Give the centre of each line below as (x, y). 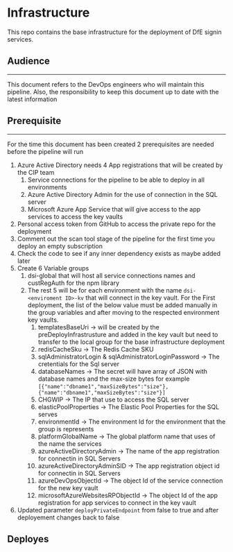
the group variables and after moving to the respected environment (123, 312)
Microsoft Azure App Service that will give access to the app (114, 209)
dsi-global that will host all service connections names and (111, 275)
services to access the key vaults (75, 216)
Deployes (28, 539)
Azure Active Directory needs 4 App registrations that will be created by (120, 165)
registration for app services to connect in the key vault (117, 502)
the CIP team (36, 172)
